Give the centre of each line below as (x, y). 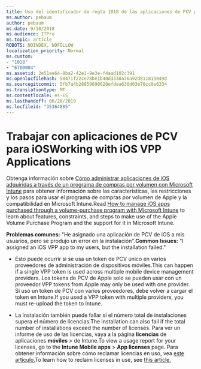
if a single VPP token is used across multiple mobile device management (104, 272)
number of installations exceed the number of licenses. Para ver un (98, 328)
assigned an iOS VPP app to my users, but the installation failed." (86, 247)
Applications (39, 162)
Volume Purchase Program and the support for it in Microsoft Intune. (91, 223)
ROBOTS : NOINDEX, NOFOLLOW (40, 46)
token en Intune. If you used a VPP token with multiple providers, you (99, 297)
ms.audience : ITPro (31, 34)
